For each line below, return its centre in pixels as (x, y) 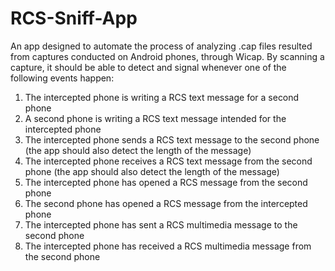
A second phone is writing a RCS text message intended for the (155, 118)
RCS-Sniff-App (74, 18)
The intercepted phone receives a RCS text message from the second (168, 161)
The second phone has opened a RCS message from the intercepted (166, 203)
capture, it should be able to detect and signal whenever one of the (148, 67)
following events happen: (62, 78)
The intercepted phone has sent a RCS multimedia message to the (161, 224)
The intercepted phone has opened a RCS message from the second (166, 182)
